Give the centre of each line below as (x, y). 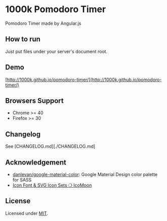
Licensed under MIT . (27, 213)
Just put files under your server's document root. (56, 51)
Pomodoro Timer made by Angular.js (43, 23)
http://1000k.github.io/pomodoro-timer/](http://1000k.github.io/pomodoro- (84, 79)
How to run (23, 39)
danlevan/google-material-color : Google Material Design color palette (85, 174)
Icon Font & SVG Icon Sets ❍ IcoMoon (52, 185)
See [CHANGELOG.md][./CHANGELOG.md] (50, 146)
